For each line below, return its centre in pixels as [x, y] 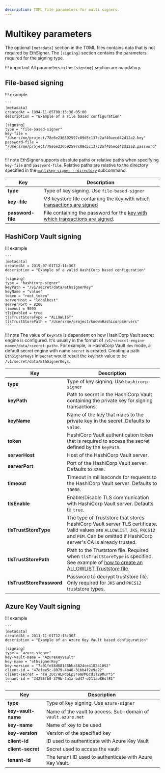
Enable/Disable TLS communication [108, 498]
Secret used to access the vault [83, 749]
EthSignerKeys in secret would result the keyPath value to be [66, 356]
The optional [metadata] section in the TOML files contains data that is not [80, 48]
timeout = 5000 [21, 309]
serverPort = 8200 [24, 305]
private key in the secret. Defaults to [109, 421]
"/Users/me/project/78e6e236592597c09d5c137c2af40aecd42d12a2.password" [81, 147]
